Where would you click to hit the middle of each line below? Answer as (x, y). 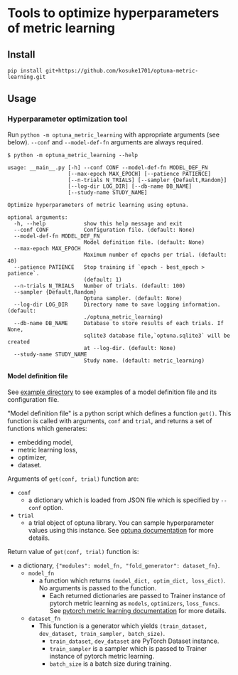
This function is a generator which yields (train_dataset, (123, 626)
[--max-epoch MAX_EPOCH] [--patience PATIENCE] (140, 174)
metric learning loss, (48, 450)
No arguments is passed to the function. (98, 588)
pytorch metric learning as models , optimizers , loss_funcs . (135, 603)
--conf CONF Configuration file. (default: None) (104, 230)
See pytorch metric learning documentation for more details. (138, 610)
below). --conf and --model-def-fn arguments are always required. (106, 142)
